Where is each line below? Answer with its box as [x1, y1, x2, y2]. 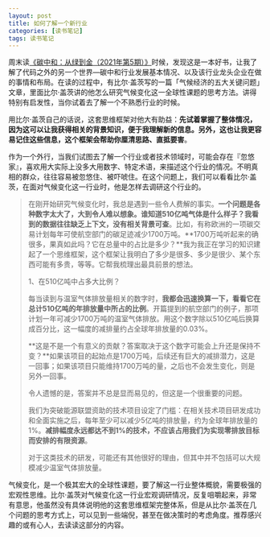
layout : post [8, 11, 52, 20]
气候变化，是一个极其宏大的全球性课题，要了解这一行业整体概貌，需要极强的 [8, 480, 262, 489]
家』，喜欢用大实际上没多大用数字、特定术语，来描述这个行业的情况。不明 [8, 162, 252, 171]
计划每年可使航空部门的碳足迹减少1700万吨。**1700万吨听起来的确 [35, 229, 259, 239]
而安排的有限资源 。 [27, 436, 92, 445]
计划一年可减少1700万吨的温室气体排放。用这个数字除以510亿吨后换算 [27, 314, 260, 324]
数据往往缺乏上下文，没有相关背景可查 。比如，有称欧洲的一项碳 [42, 219, 254, 229]
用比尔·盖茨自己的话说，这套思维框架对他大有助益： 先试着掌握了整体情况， [8, 114, 257, 125]
